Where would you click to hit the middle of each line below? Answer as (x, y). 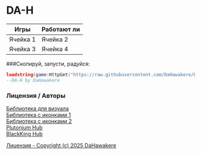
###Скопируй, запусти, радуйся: (48, 64)
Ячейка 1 (22, 39)
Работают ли (61, 29)
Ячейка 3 (22, 49)
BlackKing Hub (25, 134)
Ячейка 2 (55, 39)
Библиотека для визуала (38, 108)
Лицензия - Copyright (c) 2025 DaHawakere (61, 145)
